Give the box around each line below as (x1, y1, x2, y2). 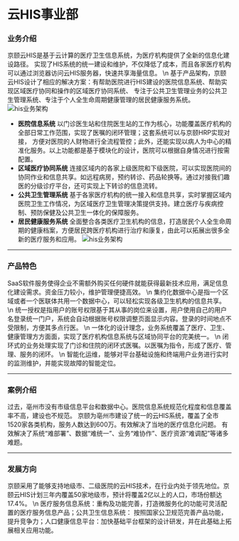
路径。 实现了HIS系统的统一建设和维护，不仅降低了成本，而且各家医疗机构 (13, 60, 232, 68)
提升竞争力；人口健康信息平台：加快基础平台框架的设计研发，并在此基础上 (7, 517, 225, 526)
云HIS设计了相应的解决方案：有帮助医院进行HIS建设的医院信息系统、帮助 (7, 77, 222, 86)
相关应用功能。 (13, 526, 58, 535)
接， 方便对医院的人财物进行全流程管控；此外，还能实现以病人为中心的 (17, 137, 225, 146)
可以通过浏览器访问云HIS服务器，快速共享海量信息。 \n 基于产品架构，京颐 (7, 69, 227, 77)
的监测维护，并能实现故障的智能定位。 (7, 358, 119, 367)
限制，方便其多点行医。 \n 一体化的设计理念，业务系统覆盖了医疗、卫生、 (13, 323, 229, 331)
